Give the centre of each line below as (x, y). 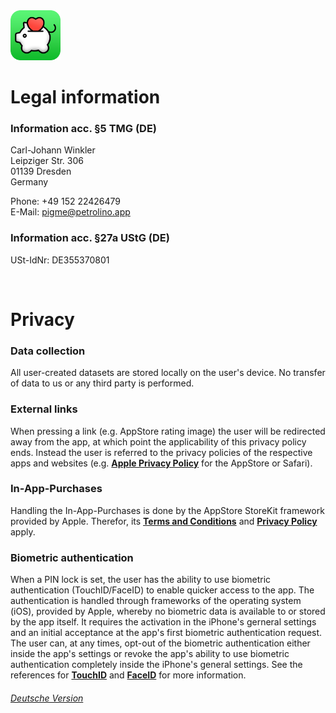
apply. (23, 531)
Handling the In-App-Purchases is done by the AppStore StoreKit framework (167, 510)
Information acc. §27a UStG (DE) (90, 238)
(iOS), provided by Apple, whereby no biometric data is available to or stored (168, 611)
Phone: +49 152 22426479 (66, 201)
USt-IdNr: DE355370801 (60, 260)
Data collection (48, 351)
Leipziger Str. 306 (47, 161)
